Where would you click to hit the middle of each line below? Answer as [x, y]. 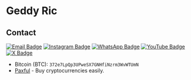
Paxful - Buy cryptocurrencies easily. [59, 71]
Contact [21, 33]
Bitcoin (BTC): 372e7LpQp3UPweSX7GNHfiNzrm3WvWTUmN [76, 64]
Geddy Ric [32, 11]
